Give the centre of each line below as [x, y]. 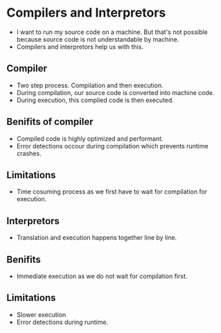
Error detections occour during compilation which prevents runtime [112, 146]
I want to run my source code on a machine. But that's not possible [112, 32]
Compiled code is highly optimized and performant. [90, 138]
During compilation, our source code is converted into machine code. [115, 92]
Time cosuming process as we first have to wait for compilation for [112, 191]
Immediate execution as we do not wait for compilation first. [102, 276]
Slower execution [41, 314]
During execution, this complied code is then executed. [95, 100]
